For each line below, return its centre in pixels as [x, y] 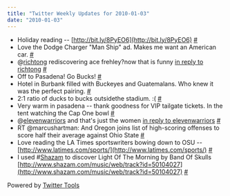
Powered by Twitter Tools [44, 185]
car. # [26, 54]
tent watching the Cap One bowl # [66, 113]
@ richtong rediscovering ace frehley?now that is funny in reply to [110, 61]
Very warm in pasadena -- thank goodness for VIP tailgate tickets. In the [120, 106]
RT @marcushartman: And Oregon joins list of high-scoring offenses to [118, 128]
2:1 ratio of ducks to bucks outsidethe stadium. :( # [89, 98]
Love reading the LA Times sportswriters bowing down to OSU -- [109, 142]
